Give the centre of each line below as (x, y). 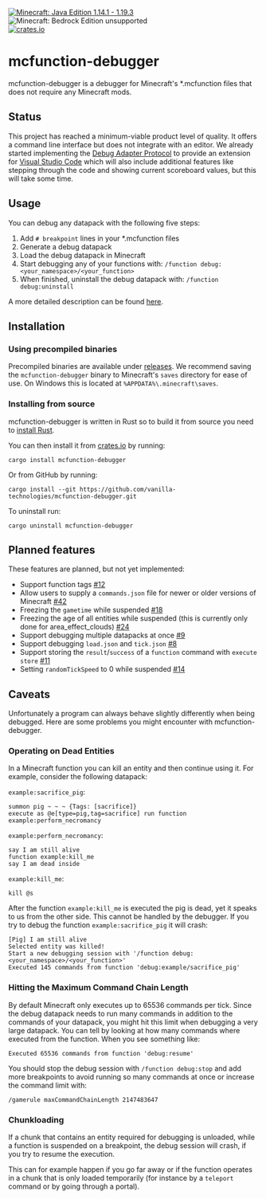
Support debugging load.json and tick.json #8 (98, 644)
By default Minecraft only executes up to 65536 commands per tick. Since (130, 1005)
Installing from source (52, 404)
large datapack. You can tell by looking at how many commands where (124, 1030)
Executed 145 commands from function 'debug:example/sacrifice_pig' (124, 968)
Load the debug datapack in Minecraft (82, 255)
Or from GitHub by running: (53, 475)
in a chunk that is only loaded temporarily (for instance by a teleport (121, 1178)
